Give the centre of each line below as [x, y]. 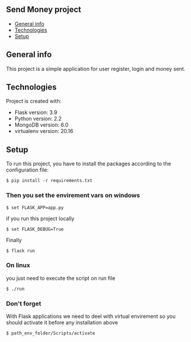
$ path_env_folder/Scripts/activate [51, 333]
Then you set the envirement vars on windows [73, 196]
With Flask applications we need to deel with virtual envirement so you [91, 316]
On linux [18, 265]
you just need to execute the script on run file [61, 278]
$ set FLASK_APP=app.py [35, 207]
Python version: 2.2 [38, 119]
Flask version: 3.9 [36, 112]
